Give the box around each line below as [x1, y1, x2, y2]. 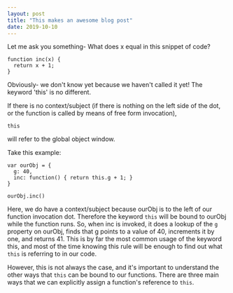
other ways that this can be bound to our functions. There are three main [7, 271, 219, 279]
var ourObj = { [7, 162, 52, 169]
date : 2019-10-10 [7, 23, 58, 30]
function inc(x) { [7, 56, 61, 63]
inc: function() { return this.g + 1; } [13, 175, 133, 182]
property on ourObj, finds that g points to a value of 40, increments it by [7, 227, 215, 236]
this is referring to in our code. [7, 250, 97, 258]
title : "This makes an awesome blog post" [7, 17, 133, 24]
